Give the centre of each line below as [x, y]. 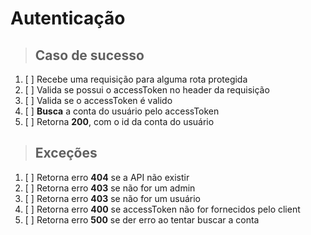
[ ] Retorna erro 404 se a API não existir [107, 177]
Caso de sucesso [89, 55]
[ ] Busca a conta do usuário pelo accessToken [122, 111]
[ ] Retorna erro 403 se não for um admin [110, 188]
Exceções [66, 153]
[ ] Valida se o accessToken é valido [98, 100]
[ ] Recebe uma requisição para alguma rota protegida [136, 79]
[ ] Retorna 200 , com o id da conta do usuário [119, 121]
